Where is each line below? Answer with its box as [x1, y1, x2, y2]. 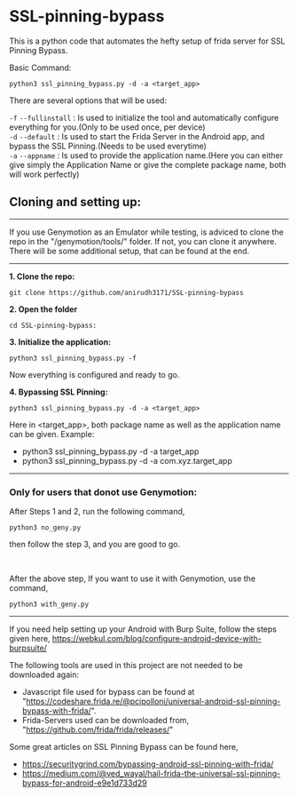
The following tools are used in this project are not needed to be [9, 660, 244, 671]
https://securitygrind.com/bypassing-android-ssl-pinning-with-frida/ [21, 759, 274, 769]
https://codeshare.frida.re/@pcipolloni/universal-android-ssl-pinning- [26, 696, 281, 707]
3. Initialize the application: [9, 336, 112, 347]
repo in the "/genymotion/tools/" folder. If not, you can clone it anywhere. [9, 235, 277, 246]
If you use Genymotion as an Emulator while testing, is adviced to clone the [9, 227, 284, 237]
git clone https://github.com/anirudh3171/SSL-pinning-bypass [9, 288, 244, 297]
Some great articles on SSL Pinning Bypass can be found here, [9, 742, 239, 753]
